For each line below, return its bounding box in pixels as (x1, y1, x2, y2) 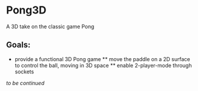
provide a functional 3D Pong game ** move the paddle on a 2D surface (14, 55, 190, 62)
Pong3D (6, 4, 47, 17)
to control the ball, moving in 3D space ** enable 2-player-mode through (14, 62, 192, 69)
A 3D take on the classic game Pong (6, 23, 95, 30)
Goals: (6, 40, 31, 50)
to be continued (6, 79, 45, 86)
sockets (14, 68, 34, 75)
